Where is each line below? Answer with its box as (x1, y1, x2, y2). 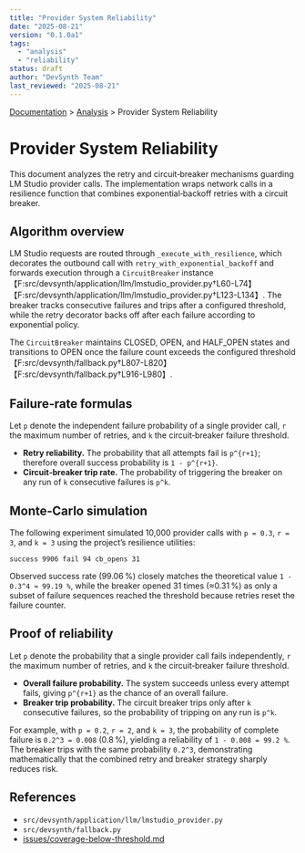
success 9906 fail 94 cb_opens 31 (9, 555, 141, 564)
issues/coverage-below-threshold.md (22, 833, 166, 844)
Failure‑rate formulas (9, 396, 133, 411)
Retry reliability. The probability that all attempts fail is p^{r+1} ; (22, 448, 261, 459)
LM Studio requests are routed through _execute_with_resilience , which (9, 248, 282, 259)
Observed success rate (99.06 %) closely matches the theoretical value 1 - (9, 571, 293, 581)
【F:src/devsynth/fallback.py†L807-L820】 (9, 358, 171, 369)
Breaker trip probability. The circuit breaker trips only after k (22, 697, 252, 708)
